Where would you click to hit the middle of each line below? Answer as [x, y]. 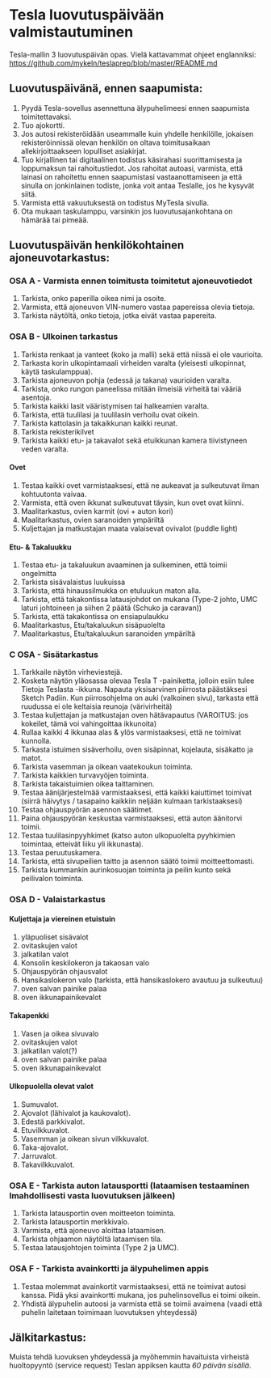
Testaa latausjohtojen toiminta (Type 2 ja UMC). [100, 1248]
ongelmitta [39, 574]
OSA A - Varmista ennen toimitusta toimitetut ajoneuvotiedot [131, 281]
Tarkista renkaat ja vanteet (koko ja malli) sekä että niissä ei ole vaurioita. [142, 354]
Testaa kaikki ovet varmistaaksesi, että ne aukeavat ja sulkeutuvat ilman [140, 485]
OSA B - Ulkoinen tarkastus [64, 337]
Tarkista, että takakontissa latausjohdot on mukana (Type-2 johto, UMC [139, 600]
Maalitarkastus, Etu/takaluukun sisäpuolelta [93, 625]
